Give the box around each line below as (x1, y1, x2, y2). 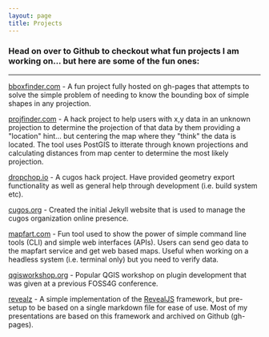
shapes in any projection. (8, 98, 92, 108)
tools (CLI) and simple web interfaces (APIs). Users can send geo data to (8, 238, 249, 247)
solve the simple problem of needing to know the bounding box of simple (8, 90, 250, 99)
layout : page (8, 11, 52, 20)
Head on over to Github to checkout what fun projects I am (8, 46, 240, 57)
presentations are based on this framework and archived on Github (8, 311, 230, 321)
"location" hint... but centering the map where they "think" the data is (8, 131, 236, 140)
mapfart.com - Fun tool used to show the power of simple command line (8, 229, 247, 238)
